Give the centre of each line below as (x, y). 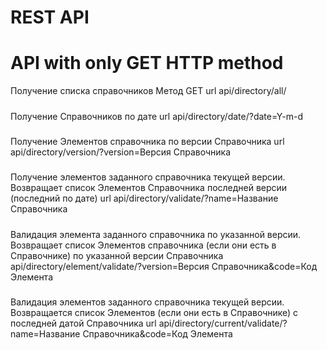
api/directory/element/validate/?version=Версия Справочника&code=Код (164, 266)
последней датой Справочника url (83, 323)
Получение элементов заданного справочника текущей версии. (148, 177)
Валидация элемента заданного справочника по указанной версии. (156, 234)
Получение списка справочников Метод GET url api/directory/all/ (148, 91)
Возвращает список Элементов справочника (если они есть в (143, 245)
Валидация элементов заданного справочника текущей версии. (147, 302)
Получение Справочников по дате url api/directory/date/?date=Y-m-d (156, 116)
